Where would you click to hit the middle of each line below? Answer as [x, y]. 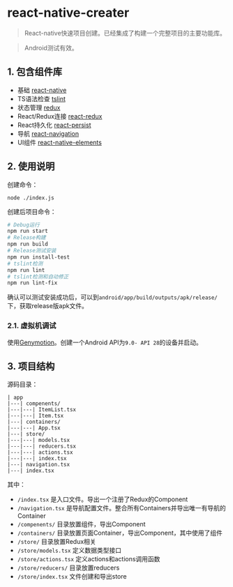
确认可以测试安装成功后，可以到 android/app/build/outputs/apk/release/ [113, 297]
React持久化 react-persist [54, 125]
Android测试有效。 [51, 47]
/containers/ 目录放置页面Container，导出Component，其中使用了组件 [120, 533]
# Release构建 [27, 238]
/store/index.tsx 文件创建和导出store [72, 577]
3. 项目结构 [31, 366]
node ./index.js [31, 198]
